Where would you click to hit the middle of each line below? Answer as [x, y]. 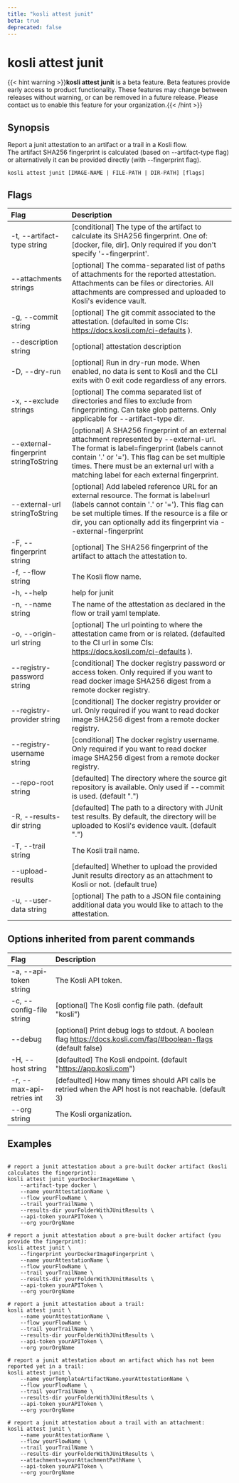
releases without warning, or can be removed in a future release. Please [113, 98]
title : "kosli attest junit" [51, 14]
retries [22, 1098]
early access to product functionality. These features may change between [117, 90]
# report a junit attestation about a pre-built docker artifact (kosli [117, 1166]
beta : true [23, 21]
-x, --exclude [35, 400]
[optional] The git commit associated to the [143, 313]
